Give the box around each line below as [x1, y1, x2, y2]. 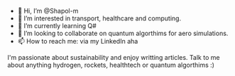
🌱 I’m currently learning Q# [17, 22, 97, 30]
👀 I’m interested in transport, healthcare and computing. [17, 14, 182, 23]
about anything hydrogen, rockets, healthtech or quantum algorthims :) [7, 61, 215, 69]
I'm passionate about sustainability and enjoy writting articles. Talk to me [7, 53, 220, 61]
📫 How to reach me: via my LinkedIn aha [17, 37, 138, 45]
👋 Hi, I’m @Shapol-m [17, 7, 79, 15]
